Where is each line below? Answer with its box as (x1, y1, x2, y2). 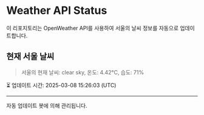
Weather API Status (6, 4, 107, 18)
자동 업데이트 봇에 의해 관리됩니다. (6, 102, 87, 109)
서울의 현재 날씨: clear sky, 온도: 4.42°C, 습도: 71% (21, 68, 144, 76)
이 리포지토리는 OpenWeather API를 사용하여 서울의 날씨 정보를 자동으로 (6, 24, 179, 31)
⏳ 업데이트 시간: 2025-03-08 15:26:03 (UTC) (6, 81, 117, 88)
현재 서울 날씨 (6, 51, 55, 62)
